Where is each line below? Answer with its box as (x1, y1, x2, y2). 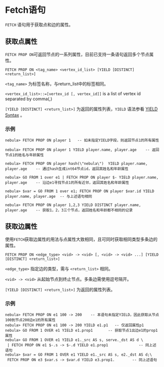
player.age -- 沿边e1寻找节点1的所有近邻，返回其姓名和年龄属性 (5, 180, 129, 185)
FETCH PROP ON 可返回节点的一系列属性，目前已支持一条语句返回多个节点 (5, 51, 150, 57)
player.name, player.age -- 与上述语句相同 (5, 194, 92, 199)
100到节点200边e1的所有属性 (5, 317, 56, 323)
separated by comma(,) (5, 96, 52, 102)
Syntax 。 (5, 112, 25, 118)
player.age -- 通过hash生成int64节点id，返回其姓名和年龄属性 (5, 166, 129, 172)
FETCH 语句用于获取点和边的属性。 (5, 22, 73, 27)
